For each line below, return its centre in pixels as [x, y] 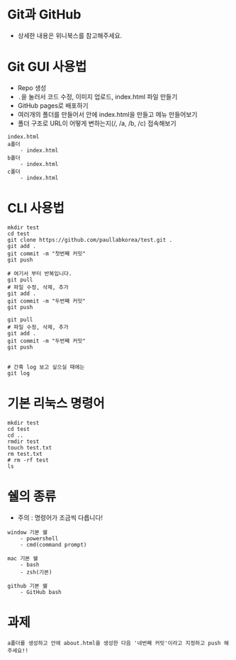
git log [19, 373]
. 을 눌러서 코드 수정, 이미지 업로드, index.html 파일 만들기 [97, 96]
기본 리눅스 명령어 [56, 403]
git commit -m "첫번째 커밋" [47, 253]
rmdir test [23, 441]
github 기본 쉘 [28, 586]
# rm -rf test [28, 460]
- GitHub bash [41, 592]
